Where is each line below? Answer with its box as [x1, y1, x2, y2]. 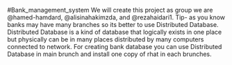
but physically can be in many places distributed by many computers [7, 35, 204, 44]
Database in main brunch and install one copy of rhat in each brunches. [7, 50, 212, 58]
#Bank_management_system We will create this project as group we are [7, 6, 213, 14]
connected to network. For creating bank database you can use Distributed [7, 43, 222, 50]
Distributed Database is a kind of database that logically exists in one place [7, 28, 222, 36]
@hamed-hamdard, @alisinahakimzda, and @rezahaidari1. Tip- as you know [7, 13, 226, 21]
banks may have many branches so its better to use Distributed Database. [7, 21, 219, 28]
